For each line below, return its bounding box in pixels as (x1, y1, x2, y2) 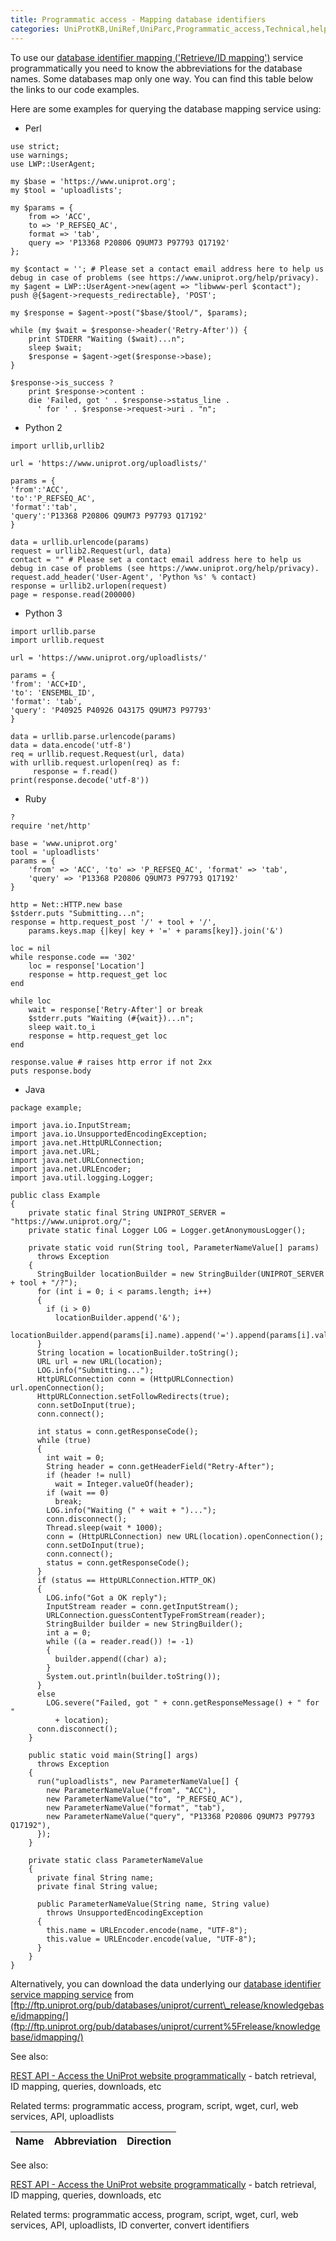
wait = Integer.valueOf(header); (54, 1479, 195, 1489)
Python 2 (24, 421, 63, 433)
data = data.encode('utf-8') (10, 740, 132, 750)
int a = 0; (46, 1627, 92, 1638)
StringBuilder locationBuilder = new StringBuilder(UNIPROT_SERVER (36, 1269, 325, 1279)
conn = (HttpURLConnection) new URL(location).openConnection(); (46, 1531, 325, 1541)
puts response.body (10, 1066, 92, 1076)
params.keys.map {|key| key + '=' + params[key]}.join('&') (28, 926, 284, 936)
